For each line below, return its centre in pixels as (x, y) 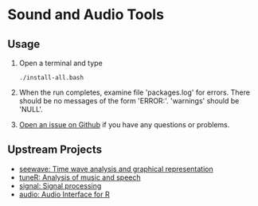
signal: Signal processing (60, 185)
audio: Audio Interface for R (64, 194)
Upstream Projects (55, 150)
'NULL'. (31, 109)
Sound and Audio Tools (86, 15)
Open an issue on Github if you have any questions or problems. (124, 124)
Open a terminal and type (61, 63)
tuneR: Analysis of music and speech (80, 177)
